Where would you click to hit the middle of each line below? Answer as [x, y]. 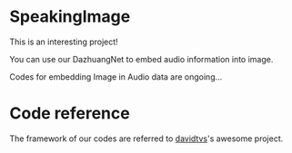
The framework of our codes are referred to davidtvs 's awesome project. [146, 139]
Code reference [70, 114]
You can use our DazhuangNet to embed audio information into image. [141, 59]
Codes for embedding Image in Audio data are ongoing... [116, 76]
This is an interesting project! [64, 42]
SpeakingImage [70, 17]
